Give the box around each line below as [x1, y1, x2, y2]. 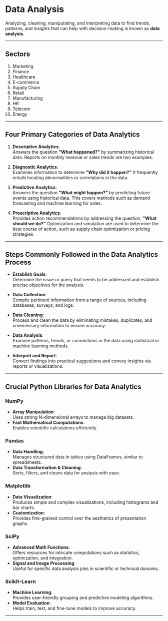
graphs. [12, 520, 28, 526]
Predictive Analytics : [12, 184, 57, 190]
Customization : [12, 509, 45, 516]
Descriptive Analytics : [12, 144, 60, 150]
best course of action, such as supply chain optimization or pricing [12, 226, 150, 232]
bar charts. [12, 504, 35, 510]
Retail [12, 90, 24, 96]
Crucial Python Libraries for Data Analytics [5, 382, 141, 391]
